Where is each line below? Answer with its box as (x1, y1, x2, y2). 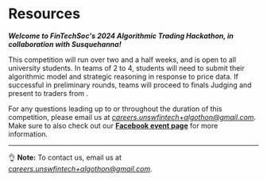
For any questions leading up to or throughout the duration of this (8, 104, 222, 114)
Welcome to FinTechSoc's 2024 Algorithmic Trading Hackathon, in (8, 31, 234, 40)
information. (8, 129, 48, 139)
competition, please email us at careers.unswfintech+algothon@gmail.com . (8, 112, 257, 121)
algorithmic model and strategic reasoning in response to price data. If (8, 71, 238, 81)
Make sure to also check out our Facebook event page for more (8, 121, 219, 130)
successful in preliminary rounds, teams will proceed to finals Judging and (8, 80, 252, 90)
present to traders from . (8, 88, 89, 98)
